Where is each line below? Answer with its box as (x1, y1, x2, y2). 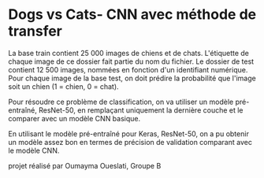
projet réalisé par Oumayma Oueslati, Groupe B (8, 161, 162, 170)
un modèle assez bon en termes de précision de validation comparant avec (8, 137, 252, 146)
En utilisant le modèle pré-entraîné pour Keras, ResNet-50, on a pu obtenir (8, 128, 250, 139)
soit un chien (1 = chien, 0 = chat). (8, 81, 120, 91)
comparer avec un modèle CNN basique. (8, 113, 141, 123)
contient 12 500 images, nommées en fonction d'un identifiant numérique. (8, 65, 248, 74)
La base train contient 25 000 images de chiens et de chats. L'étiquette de (8, 48, 250, 57)
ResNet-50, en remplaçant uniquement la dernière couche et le (38, 105, 244, 115)
